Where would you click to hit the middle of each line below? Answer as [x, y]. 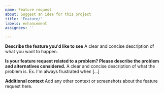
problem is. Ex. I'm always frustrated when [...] [52, 71]
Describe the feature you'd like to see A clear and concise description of [80, 46]
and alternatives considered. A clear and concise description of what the [80, 66]
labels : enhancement [26, 23]
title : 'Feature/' [24, 19]
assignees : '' [20, 28]
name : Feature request [28, 10]
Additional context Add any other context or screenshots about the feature [82, 81]
